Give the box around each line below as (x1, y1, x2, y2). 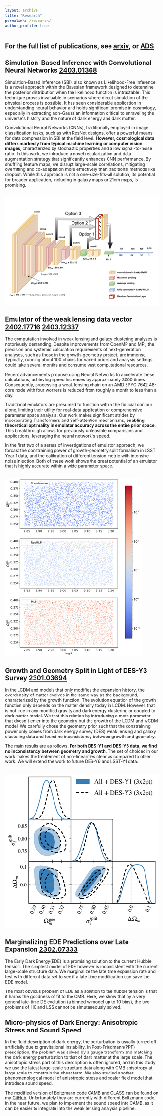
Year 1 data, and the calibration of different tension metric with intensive (5, 452, 149, 459)
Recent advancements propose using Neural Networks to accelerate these (5, 371, 155, 377)
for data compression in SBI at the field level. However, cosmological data (5, 135, 155, 141)
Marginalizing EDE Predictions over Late (5, 938, 129, 946)
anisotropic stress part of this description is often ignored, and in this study (5, 1060, 156, 1066)
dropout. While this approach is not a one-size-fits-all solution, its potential (5, 171, 155, 178)
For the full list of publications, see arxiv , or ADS (5, 42, 154, 50)
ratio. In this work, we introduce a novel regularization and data (5, 151, 131, 157)
